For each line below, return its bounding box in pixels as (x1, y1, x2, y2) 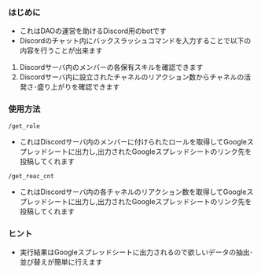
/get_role (8, 122, 41, 130)
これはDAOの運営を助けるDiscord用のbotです (19, 26, 167, 36)
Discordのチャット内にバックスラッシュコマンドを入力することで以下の (19, 36, 252, 46)
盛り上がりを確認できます (36, 82, 120, 92)
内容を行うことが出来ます (19, 46, 103, 56)
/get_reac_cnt (8, 172, 55, 180)
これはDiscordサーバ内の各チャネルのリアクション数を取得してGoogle (19, 187, 247, 196)
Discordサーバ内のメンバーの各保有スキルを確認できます (19, 63, 204, 72)
